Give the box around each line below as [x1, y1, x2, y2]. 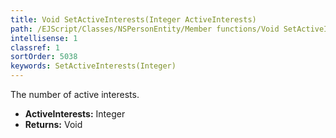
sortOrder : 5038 [10, 52, 78, 62]
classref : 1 [10, 42, 60, 53]
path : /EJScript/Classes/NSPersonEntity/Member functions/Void [10, 24, 280, 34]
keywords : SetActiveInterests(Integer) [10, 61, 177, 71]
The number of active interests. [10, 89, 140, 100]
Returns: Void [24, 119, 83, 130]
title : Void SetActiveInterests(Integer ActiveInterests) [10, 14, 257, 25]
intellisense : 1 [10, 33, 78, 43]
